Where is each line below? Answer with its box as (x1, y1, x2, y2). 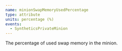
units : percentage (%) (5, 17, 54, 22)
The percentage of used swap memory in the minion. (5, 40, 118, 46)
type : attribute (5, 12, 40, 17)
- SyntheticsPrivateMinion (10, 26, 68, 31)
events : (5, 21, 22, 27)
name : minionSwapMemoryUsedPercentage (5, 7, 89, 13)
